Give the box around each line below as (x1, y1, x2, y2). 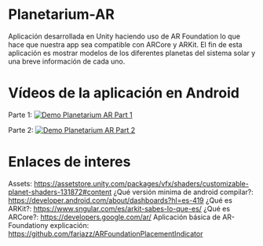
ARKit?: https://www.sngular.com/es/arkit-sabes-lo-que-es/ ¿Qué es (8, 204, 230, 213)
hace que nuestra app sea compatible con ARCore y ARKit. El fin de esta (8, 39, 243, 49)
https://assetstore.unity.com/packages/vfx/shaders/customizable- (34, 178, 249, 188)
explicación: (49, 220, 89, 229)
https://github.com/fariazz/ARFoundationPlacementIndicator (8, 229, 203, 238)
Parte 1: (8, 110, 33, 119)
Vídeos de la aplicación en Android (8, 84, 239, 102)
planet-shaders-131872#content (8, 187, 112, 196)
